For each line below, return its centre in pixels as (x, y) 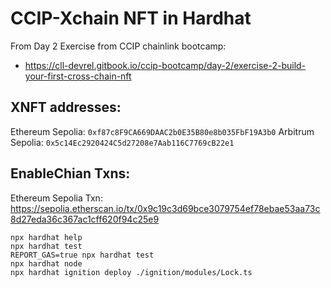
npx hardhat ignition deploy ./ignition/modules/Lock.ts (131, 272)
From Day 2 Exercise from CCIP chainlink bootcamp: (118, 46)
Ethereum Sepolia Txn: (56, 198)
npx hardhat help (46, 237)
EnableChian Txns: (70, 173)
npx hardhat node (46, 263)
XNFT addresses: (66, 107)
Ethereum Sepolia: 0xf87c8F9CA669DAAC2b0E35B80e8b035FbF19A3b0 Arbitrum (162, 131)
